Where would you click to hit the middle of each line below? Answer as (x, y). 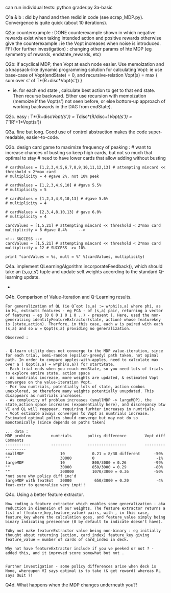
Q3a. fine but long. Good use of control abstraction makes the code (76, 132)
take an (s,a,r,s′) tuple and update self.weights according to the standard (81, 272)
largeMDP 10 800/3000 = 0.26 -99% (84, 463)
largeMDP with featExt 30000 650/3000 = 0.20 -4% (84, 481)
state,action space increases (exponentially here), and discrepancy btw (86, 405)
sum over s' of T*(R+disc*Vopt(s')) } (44, 80)
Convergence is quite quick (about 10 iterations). (56, 23)
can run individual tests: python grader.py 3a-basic (59, 7)
